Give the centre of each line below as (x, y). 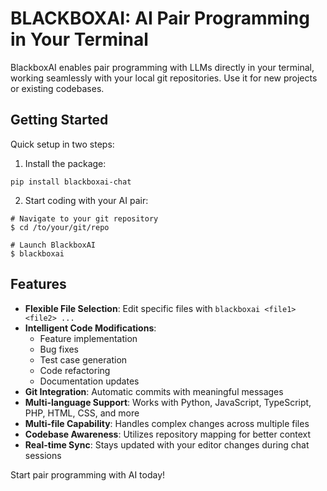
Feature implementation (88, 338)
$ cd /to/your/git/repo (60, 227)
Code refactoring (75, 370)
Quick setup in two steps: (62, 144)
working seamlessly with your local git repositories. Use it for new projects (164, 78)
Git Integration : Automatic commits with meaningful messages (154, 391)
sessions (43, 455)
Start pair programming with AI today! (88, 474)
